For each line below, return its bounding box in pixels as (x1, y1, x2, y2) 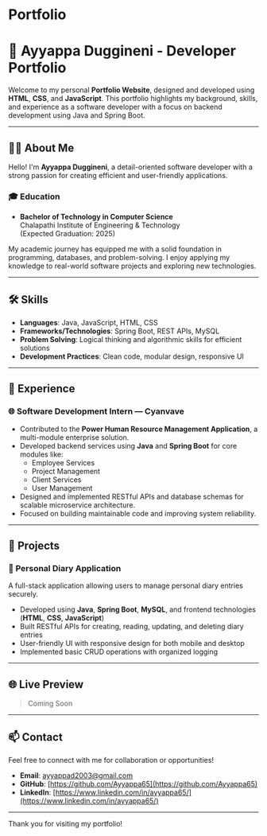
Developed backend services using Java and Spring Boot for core (19, 441, 238, 450)
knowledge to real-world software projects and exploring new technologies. (8, 261, 257, 271)
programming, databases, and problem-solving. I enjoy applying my (8, 253, 230, 262)
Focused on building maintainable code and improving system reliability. (19, 508, 257, 518)
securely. (8, 589, 38, 599)
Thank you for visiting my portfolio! (8, 819, 123, 829)
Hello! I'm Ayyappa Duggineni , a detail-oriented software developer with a (8, 161, 253, 172)
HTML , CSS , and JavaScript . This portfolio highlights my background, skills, (8, 94, 258, 103)
